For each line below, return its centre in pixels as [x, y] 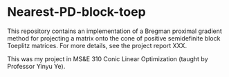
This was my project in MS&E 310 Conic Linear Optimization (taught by [108, 58]
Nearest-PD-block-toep [77, 12]
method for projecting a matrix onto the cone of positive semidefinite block [114, 38]
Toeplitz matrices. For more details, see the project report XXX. [97, 45]
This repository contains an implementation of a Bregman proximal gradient [115, 31]
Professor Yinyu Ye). [36, 66]
